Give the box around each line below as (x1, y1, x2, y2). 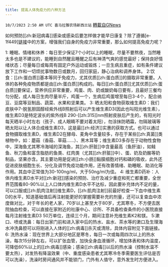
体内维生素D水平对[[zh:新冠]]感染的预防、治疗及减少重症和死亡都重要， (5, 175, 152, 181)
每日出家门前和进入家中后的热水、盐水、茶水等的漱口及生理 (35, 219, 158, 225)
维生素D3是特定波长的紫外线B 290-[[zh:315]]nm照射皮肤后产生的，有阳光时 (5, 112, 161, 118)
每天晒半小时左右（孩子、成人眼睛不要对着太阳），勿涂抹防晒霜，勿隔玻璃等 (5, 118, 161, 124)
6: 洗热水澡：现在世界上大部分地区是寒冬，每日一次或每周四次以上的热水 (5, 231, 155, 237)
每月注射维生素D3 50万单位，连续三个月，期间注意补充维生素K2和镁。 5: (5, 212, 156, 218)
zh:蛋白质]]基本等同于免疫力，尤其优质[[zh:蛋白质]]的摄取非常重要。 (17, 74, 157, 80)
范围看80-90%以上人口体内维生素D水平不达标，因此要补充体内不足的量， (9, 181, 161, 187)
